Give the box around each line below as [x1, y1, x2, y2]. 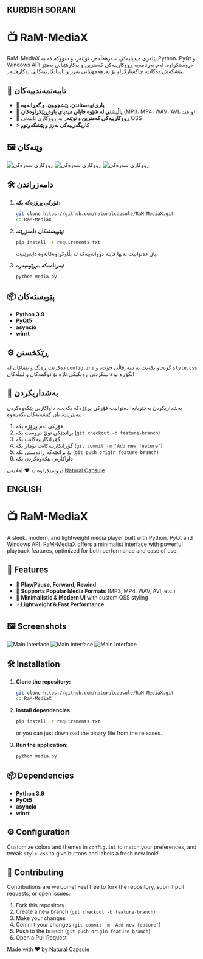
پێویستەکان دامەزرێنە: [15, 227, 64, 235]
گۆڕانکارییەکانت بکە [15, 435, 61, 442]
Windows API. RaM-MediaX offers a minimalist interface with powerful [7, 540, 183, 548]
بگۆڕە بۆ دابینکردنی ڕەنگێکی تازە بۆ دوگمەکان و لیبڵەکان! [7, 370, 134, 377]
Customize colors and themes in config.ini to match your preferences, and [7, 843, 197, 851]
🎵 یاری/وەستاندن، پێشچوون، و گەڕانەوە [15, 102, 105, 109]
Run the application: [15, 741, 69, 749]
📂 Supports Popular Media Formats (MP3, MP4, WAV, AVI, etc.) [15, 587, 176, 595]
